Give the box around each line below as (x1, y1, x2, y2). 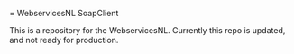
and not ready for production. (9, 35, 119, 45)
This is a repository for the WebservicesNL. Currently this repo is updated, (9, 25, 286, 35)
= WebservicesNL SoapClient (9, 8, 119, 18)
